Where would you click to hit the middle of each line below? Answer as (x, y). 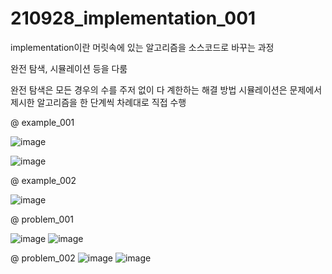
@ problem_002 (43, 258)
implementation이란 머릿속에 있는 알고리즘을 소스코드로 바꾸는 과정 (142, 47)
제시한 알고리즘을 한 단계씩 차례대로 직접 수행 (98, 102)
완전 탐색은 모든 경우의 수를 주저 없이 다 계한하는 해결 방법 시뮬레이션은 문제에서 (166, 89)
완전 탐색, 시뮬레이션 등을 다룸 (69, 68)
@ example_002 (43, 180)
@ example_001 (42, 122)
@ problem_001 (42, 219)
